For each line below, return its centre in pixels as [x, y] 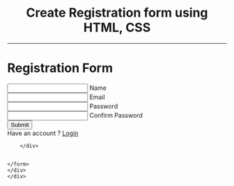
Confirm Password [116, 115]
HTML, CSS [117, 28]
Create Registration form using [117, 13]
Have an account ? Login [43, 133]
